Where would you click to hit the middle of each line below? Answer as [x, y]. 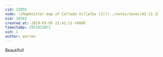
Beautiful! [15, 50]
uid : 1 [12, 32]
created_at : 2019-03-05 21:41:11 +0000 [45, 23]
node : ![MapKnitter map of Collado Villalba [51, 14]
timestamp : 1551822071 [28, 28]
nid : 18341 [16, 18]
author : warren [20, 37]
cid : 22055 [16, 9]
